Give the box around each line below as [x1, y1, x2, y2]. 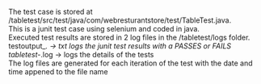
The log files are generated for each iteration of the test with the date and [8, 58, 253, 68]
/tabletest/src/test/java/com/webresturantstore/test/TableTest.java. [8, 15, 232, 25]
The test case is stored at [8, 7, 93, 16]
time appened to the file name [8, 67, 108, 76]
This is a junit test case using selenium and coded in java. [8, 24, 200, 33]
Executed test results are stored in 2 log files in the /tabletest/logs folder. [8, 32, 250, 42]
